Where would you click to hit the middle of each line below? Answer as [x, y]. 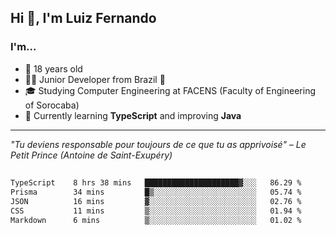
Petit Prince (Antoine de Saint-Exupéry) [91, 155]
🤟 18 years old [53, 68]
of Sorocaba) [52, 105]
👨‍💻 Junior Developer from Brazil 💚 [95, 79]
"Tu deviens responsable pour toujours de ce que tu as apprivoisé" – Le [158, 144]
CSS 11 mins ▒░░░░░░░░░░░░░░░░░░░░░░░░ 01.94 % [156, 211]
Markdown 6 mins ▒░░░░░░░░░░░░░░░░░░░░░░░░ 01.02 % [156, 220]
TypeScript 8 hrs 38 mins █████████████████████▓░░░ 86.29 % [156, 183]
